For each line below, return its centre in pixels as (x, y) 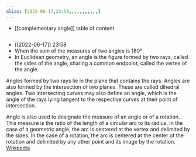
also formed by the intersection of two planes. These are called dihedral (93, 87)
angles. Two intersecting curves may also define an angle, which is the (91, 93)
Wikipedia (18, 148)
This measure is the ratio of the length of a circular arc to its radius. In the (94, 123)
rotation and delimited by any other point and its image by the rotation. (91, 141)
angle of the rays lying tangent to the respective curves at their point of (92, 99)
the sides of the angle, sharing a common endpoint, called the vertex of (101, 63)
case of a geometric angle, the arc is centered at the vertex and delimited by (98, 129)
